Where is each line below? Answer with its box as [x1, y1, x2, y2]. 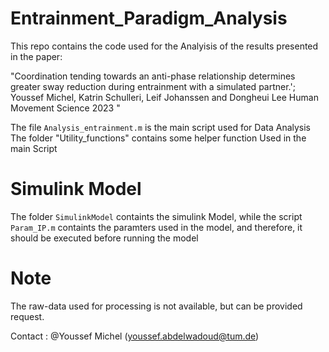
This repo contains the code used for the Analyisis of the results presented [10, 40, 319, 52]
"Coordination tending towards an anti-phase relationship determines [10, 70, 296, 82]
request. [10, 310, 45, 322]
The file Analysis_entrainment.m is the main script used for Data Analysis [10, 121, 312, 133]
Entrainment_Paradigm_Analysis [10, 7, 288, 30]
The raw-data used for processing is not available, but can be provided [10, 300, 303, 312]
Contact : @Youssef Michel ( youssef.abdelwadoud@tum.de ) [10, 330, 260, 342]
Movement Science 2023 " [10, 102, 121, 114]
